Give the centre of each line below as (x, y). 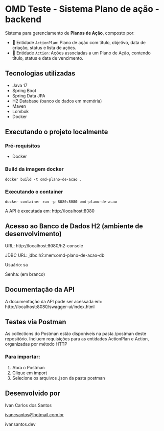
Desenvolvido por (33, 394)
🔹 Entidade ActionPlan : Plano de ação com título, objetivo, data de (79, 42)
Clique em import (30, 373)
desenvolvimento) (34, 234)
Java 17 (20, 85)
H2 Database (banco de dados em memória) (57, 101)
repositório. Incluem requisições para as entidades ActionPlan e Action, (77, 339)
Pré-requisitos (23, 146)
